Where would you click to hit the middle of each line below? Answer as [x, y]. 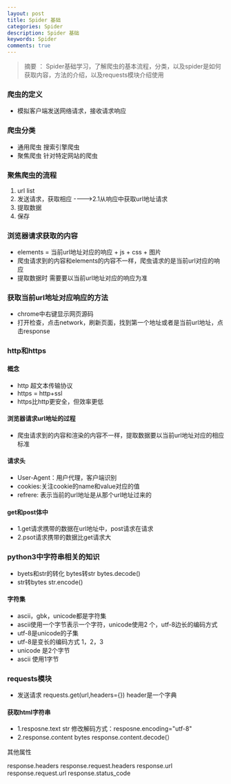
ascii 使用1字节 [38, 659]
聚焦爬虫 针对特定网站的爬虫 [57, 156]
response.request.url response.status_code [69, 773]
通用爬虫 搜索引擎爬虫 [48, 147]
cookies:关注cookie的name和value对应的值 [78, 486]
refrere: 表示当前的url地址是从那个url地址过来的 [84, 495]
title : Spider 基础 [34, 20]
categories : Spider [35, 26]
